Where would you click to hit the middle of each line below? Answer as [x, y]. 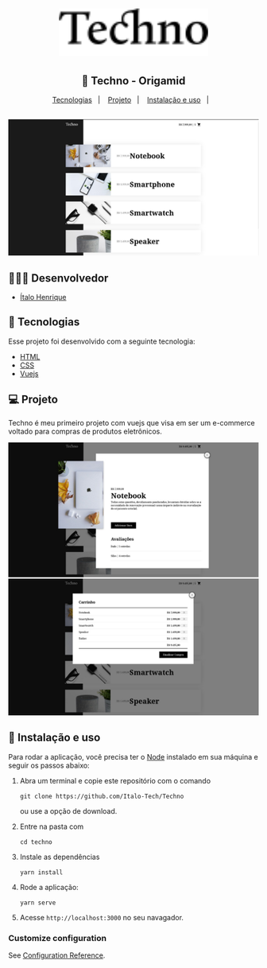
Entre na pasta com [52, 826]
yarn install [41, 872]
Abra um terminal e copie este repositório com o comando [115, 780]
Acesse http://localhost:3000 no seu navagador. [102, 917]
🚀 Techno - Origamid [133, 81]
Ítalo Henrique [43, 297]
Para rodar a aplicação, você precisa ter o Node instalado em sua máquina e [133, 756]
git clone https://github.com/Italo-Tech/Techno [102, 796]
